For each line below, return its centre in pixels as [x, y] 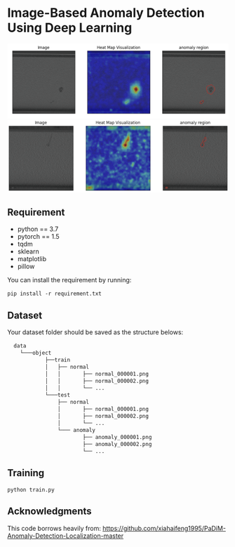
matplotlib [32, 259]
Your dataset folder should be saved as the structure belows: [95, 332]
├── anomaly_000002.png [117, 444]
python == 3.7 [38, 229]
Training [26, 473]
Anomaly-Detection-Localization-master [66, 536]
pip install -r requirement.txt [54, 294]
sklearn [28, 251]
